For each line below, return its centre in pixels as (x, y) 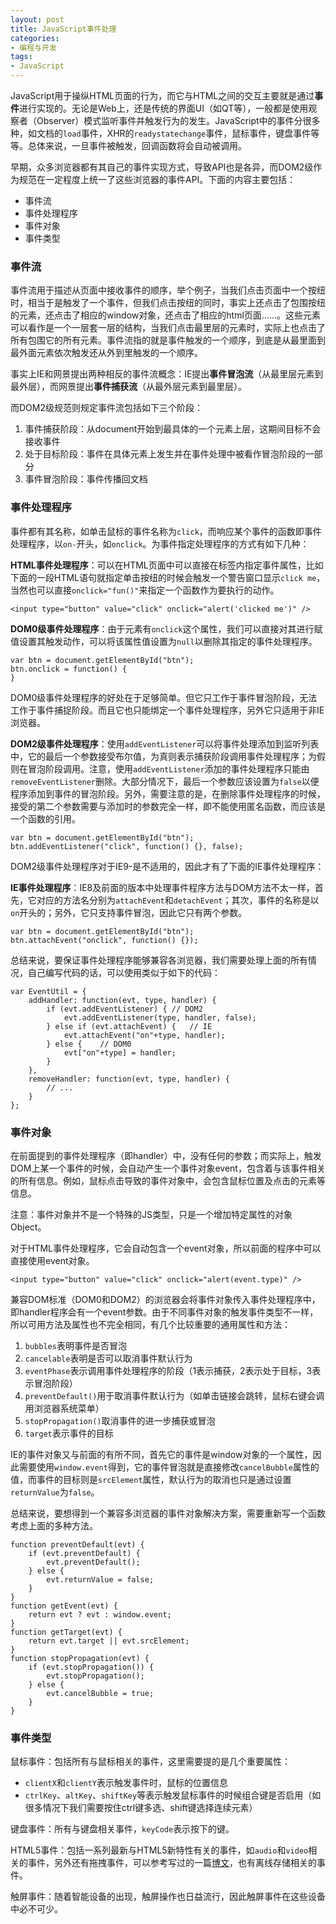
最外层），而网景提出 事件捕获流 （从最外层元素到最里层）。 (128, 387)
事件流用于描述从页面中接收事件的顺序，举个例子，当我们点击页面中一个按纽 (168, 290)
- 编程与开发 (33, 47)
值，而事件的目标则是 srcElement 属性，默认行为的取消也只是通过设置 (151, 1479)
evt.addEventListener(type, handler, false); (160, 1017)
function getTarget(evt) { (66, 1632)
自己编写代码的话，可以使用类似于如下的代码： (124, 972)
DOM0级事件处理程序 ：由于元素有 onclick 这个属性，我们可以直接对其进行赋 (166, 628)
